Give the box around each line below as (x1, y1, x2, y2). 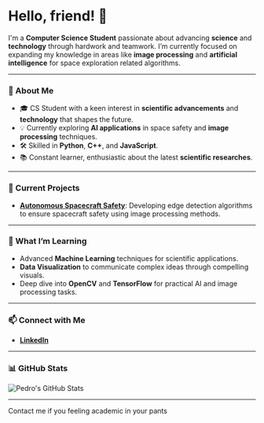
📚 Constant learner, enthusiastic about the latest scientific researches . (19, 153, 253, 162)
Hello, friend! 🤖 (8, 7, 108, 25)
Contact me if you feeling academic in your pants (8, 406, 167, 416)
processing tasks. (19, 287, 77, 296)
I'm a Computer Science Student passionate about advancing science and (8, 33, 252, 42)
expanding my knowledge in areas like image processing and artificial (8, 50, 238, 59)
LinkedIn (19, 336, 49, 345)
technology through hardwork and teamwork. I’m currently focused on (8, 41, 237, 50)
